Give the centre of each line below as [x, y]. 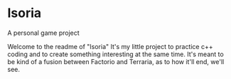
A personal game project [43, 33]
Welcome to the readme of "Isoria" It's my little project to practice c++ [110, 46]
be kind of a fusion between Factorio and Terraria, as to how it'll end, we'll [116, 61]
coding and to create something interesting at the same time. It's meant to [116, 54]
